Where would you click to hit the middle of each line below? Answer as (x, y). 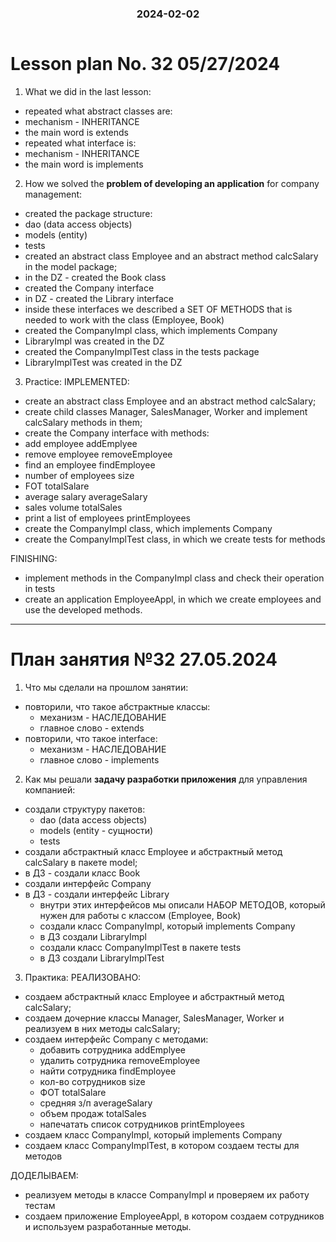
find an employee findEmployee (90, 464)
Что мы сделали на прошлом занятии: (106, 687)
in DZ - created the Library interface (99, 298)
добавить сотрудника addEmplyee (113, 1049)
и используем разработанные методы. (108, 1226)
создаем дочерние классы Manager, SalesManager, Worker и (154, 1018)
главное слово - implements (99, 759)
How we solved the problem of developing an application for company (172, 183)
